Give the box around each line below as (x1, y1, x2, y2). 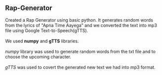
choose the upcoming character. (5, 54, 72, 60)
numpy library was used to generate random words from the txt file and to (5, 48, 156, 54)
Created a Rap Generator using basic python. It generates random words (5, 17, 153, 23)
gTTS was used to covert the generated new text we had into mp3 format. (5, 64, 156, 70)
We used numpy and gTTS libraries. (5, 38, 79, 44)
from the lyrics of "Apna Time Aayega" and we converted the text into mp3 (5, 22, 157, 28)
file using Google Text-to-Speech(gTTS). (5, 27, 88, 34)
